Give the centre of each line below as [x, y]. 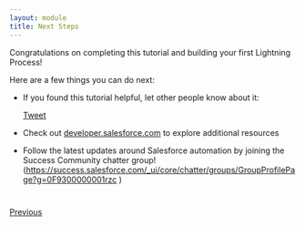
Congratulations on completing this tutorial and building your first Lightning [150, 52]
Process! [26, 62]
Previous [26, 211]
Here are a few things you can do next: [82, 79]
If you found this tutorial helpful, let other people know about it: [141, 98]
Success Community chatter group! [89, 159]
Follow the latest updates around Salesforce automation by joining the [153, 150]
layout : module [38, 18]
